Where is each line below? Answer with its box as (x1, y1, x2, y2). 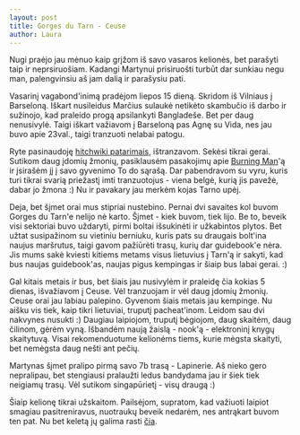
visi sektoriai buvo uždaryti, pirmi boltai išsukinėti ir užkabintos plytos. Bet (9, 221, 282, 231)
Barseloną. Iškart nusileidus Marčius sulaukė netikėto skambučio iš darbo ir (9, 100, 287, 111)
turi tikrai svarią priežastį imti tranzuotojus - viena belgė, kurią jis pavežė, (9, 175, 279, 186)
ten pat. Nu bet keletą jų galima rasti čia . (9, 416, 159, 427)
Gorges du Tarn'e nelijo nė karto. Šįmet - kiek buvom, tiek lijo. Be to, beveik (9, 212, 287, 222)
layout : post (9, 13, 58, 22)
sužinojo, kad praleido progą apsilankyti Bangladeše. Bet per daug (9, 109, 254, 121)
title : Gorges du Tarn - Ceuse (9, 22, 126, 30)
